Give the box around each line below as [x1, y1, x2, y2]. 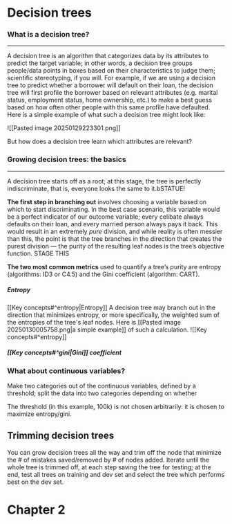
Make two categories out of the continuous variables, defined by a [7, 382, 197, 390]
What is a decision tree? [7, 30, 90, 39]
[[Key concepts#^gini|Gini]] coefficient [7, 348, 122, 357]
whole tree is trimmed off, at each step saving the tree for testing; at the [7, 462, 212, 471]
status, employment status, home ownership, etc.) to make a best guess [7, 96, 213, 105]
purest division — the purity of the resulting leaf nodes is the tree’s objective [7, 242, 224, 250]
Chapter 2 [7, 502, 66, 518]
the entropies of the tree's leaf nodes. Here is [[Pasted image [7, 318, 182, 326]
